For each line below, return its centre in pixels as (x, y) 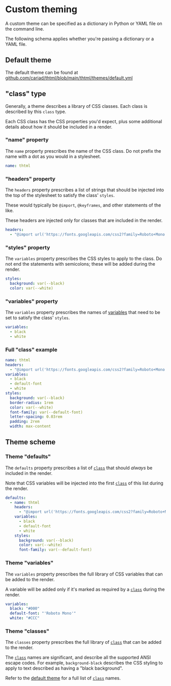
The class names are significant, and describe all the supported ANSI (78, 658)
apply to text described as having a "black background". (64, 668)
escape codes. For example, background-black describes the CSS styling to (84, 663)
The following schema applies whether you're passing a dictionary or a (80, 39)
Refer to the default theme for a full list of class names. (63, 678)
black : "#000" (25, 609)
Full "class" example (31, 350)
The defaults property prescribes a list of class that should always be (79, 468)
